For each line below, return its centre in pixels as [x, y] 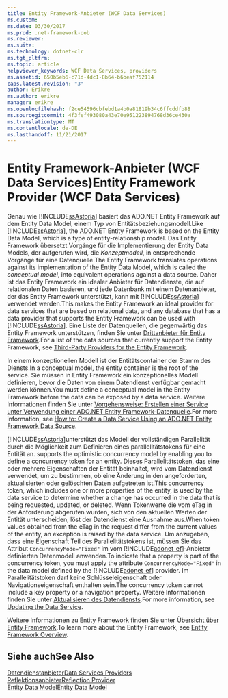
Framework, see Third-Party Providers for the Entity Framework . [97, 347]
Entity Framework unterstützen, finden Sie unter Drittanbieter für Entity [106, 333]
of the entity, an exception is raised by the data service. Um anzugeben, [108, 534]
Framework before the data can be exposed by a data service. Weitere [106, 397]
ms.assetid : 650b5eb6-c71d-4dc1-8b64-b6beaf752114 [81, 77]
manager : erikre [30, 103]
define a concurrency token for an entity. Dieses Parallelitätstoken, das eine [113, 461]
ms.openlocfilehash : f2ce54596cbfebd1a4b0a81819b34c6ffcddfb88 [99, 109]
